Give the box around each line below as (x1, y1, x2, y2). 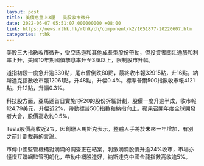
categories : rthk (6, 32, 51, 38)
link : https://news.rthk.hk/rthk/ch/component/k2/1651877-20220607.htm (6, 25, 192, 32)
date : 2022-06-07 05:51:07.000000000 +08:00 (6, 20, 121, 26)
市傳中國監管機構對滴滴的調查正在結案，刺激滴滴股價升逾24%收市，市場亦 (6, 146, 195, 153)
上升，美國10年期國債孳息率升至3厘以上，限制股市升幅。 (11, 56, 154, 64)
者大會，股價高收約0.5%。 (6, 113, 73, 120)
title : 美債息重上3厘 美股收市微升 (6, 15, 90, 21)
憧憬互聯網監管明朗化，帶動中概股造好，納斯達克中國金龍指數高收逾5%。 (6, 153, 191, 161)
